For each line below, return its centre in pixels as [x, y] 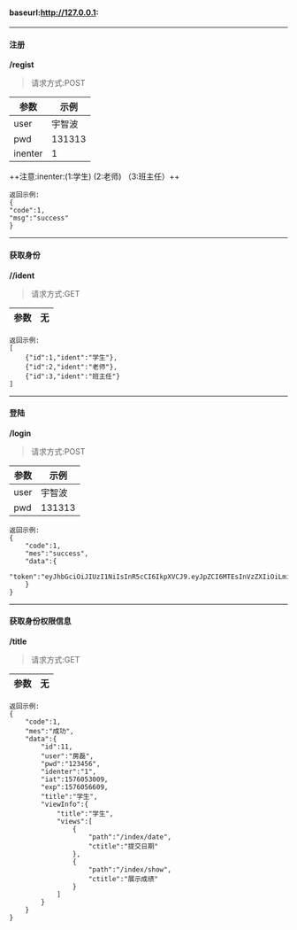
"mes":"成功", [49, 732]
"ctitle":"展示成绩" [123, 880]
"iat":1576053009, [75, 779]
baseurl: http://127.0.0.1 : [54, 12]
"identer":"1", [69, 772]
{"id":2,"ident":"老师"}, [71, 367]
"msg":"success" [39, 218]
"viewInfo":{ [65, 805]
